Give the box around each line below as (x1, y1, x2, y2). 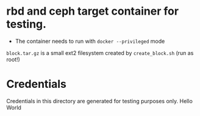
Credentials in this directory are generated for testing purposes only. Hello (6, 97, 193, 104)
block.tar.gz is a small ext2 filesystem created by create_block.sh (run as (6, 49, 194, 56)
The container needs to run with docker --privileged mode (15, 37, 165, 45)
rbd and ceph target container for (6, 4, 179, 18)
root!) (6, 56, 20, 63)
